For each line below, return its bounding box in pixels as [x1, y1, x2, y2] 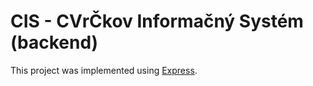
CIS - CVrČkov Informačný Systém [10, 10, 304, 33]
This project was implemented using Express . [10, 64, 198, 76]
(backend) [10, 31, 99, 54]
